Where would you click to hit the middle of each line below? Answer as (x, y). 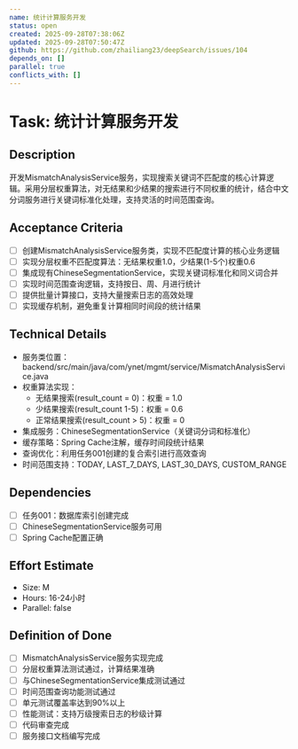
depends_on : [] (37, 59)
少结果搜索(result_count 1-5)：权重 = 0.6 (109, 409)
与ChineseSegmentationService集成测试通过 (104, 680)
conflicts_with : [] (45, 75)
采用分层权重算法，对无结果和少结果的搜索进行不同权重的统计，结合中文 (157, 188)
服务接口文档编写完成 (61, 736)
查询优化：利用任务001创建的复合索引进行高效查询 (114, 453)
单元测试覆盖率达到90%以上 (74, 702)
